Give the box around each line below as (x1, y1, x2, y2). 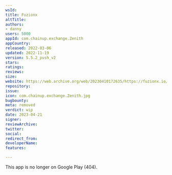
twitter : (5, 126, 24, 132)
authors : (5, 21, 24, 27)
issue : (5, 88, 19, 94)
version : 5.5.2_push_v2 (5, 55, 56, 60)
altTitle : (5, 17, 27, 22)
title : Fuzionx (5, 12, 38, 17)
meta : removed (5, 103, 36, 108)
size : (5, 74, 17, 79)
